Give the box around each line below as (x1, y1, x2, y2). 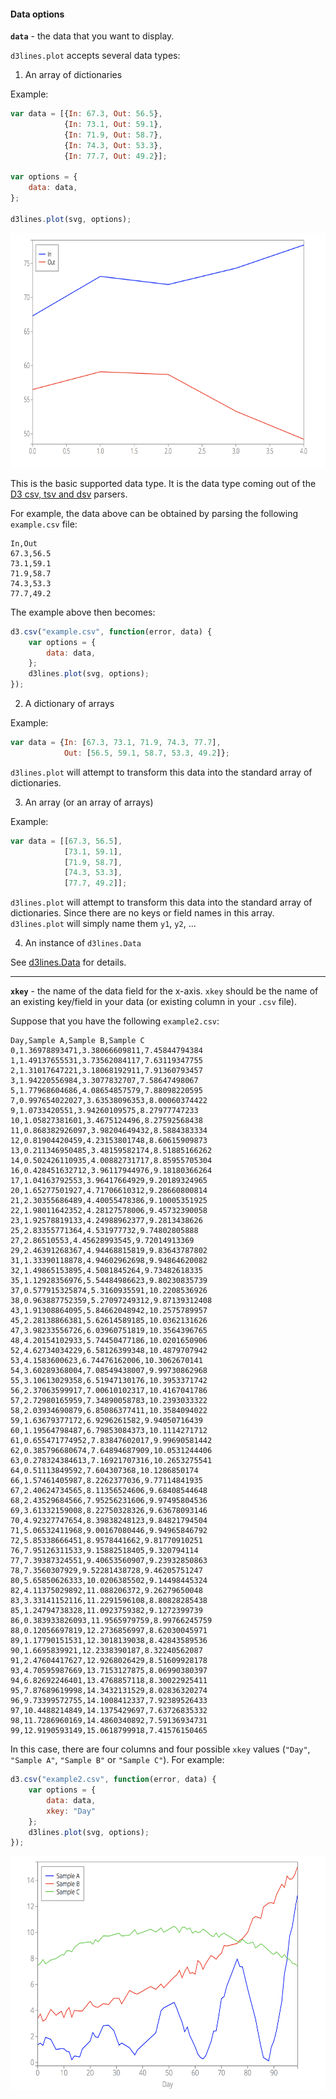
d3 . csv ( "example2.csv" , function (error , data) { (10, 1775, 217, 1785)
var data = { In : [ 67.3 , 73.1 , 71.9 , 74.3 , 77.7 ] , (10, 738, 222, 748)
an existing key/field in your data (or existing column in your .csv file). (10, 996, 297, 1008)
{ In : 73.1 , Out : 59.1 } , (63, 120, 163, 130)
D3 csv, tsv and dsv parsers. (10, 488, 128, 500)
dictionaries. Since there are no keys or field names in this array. (10, 907, 275, 919)
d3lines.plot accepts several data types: (10, 50, 181, 62)
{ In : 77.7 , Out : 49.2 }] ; (63, 151, 168, 161)
